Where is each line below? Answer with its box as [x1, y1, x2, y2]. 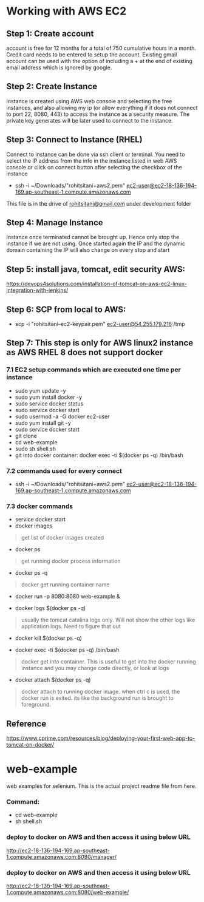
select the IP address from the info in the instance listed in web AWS [6, 157, 177, 164]
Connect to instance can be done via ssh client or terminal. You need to [6, 151, 185, 158]
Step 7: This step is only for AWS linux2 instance [6, 338, 194, 348]
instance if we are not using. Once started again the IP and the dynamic [6, 240, 185, 247]
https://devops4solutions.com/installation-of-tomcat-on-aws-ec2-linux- [6, 280, 187, 288]
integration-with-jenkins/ [6, 287, 69, 294]
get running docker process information [21, 557, 121, 565]
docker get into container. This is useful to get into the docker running [21, 658, 196, 665]
